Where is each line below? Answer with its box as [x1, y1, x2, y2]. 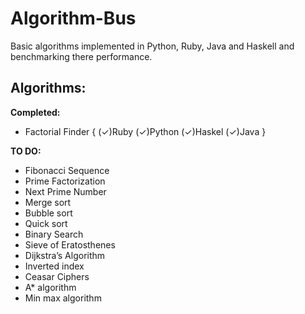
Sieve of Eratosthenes [24, 238, 116, 251]
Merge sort [24, 196, 72, 208]
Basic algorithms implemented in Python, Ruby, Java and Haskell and [10, 40, 295, 52]
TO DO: [10, 145, 42, 157]
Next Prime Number [24, 185, 107, 197]
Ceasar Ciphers [24, 270, 90, 282]
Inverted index [24, 260, 85, 272]
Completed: [10, 106, 61, 118]
